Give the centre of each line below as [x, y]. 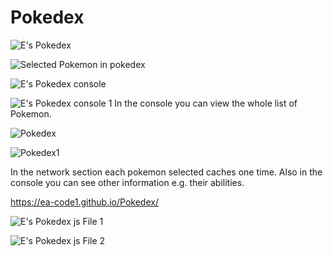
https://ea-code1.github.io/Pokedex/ [84, 202]
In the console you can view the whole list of [206, 103]
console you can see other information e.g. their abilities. [127, 182]
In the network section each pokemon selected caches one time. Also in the [166, 172]
